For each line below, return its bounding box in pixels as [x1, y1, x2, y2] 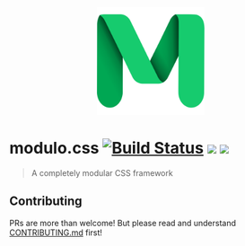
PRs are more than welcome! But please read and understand [9, 217, 236, 228]
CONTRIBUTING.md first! [9, 227, 103, 238]
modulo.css [9, 138, 100, 159]
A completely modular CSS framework [31, 167, 173, 178]
